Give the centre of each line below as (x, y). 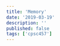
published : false (28, 28)
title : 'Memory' (26, 12)
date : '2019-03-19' (31, 17)
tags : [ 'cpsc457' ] (29, 34)
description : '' (26, 23)
